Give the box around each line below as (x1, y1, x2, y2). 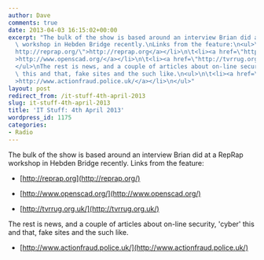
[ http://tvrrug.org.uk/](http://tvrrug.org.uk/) (19, 203, 159, 213)
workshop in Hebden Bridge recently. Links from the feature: (8, 158, 204, 167)
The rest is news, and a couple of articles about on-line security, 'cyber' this (8, 219, 255, 229)
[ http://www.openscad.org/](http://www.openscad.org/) (19, 189, 202, 198)
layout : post (8, 84, 51, 93)
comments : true (8, 19, 58, 27)
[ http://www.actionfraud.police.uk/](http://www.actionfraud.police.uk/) (19, 243, 249, 252)
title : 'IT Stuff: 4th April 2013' (8, 107, 125, 115)
